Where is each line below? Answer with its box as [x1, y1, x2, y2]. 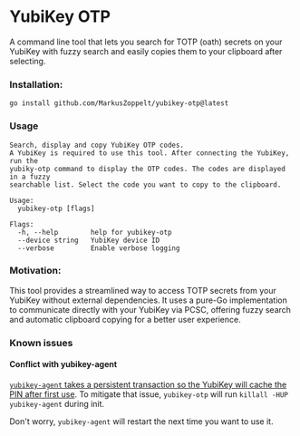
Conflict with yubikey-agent [9, 359, 118, 370]
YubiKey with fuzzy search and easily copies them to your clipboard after [9, 45, 283, 56]
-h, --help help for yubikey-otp [17, 228, 172, 237]
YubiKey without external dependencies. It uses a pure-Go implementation [9, 295, 287, 305]
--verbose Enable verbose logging [17, 243, 180, 253]
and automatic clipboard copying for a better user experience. [9, 314, 242, 325]
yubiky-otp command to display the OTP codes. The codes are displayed [9, 164, 285, 173]
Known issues [9, 336, 73, 349]
